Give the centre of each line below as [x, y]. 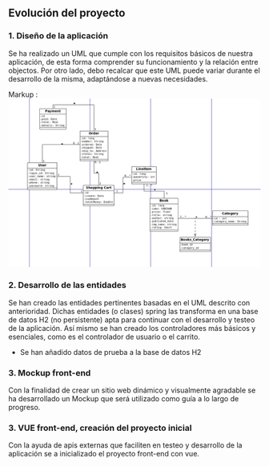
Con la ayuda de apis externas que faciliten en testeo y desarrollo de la [125, 445]
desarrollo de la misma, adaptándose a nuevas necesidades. [108, 78]
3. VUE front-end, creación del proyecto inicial [100, 428]
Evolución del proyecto [67, 13]
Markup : [23, 94]
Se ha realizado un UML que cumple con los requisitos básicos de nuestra [131, 53]
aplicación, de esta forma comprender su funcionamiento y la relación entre [133, 62]
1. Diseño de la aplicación [58, 36]
